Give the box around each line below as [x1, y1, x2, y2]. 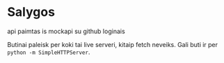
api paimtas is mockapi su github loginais [7, 27, 125, 35]
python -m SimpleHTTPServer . [7, 48, 90, 56]
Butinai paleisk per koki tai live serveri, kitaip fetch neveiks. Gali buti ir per [7, 40, 218, 48]
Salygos [7, 4, 56, 20]
